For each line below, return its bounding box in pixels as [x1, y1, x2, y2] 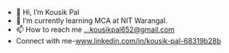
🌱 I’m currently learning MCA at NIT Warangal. [15, 16, 168, 25]
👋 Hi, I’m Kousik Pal [15, 8, 80, 17]
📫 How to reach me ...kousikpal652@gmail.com [15, 25, 176, 34]
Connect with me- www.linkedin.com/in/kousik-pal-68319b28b [15, 36, 222, 45]
